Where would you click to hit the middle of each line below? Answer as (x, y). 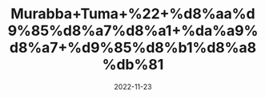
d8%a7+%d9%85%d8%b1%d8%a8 (133, 48)
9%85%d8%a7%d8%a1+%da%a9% (133, 31)
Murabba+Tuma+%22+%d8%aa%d (133, 14)
